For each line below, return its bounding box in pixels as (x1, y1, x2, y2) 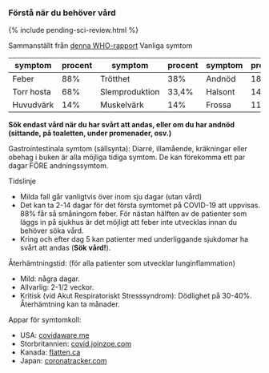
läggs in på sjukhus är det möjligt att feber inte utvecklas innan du (19, 218, 238, 227)
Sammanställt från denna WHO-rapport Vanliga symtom (8, 41, 193, 50)
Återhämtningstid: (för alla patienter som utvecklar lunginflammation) (8, 259, 236, 268)
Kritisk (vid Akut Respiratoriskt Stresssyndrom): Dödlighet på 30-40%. (19, 291, 252, 301)
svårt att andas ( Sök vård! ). (19, 243, 111, 253)
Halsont (206, 86, 235, 98)
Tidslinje (8, 176, 36, 186)
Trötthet (99, 74, 130, 85)
